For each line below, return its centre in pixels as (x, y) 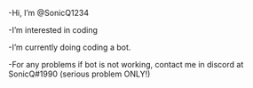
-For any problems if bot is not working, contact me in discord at (126, 64)
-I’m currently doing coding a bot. (70, 47)
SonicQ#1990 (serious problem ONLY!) (79, 74)
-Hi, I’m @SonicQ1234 (49, 13)
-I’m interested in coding (53, 30)
